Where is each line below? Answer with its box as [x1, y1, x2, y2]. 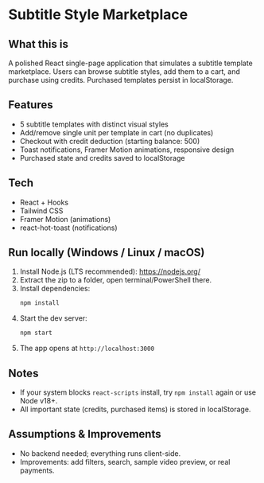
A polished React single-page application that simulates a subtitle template [8, 58, 253, 68]
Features [8, 98, 53, 112]
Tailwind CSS [19, 205, 64, 216]
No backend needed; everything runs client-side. [19, 448, 181, 458]
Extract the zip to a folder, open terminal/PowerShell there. [19, 275, 212, 285]
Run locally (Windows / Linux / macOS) [8, 246, 205, 259]
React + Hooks [19, 197, 69, 207]
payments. [19, 465, 55, 475]
